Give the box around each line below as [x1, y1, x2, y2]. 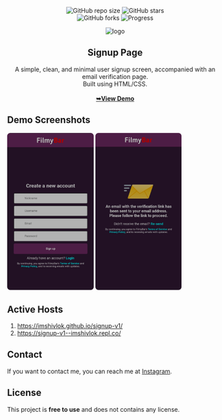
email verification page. [82, 72, 149, 80]
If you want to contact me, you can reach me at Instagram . [7, 367, 173, 375]
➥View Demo [95, 94, 135, 102]
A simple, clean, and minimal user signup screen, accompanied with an [14, 65, 216, 73]
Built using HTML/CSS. [82, 80, 148, 88]
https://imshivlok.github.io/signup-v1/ [16, 322, 123, 330]
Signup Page [87, 47, 143, 58]
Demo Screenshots [7, 114, 90, 126]
